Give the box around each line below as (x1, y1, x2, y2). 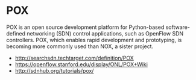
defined (6, 29, 26, 37)
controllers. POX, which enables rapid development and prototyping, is (6, 36, 182, 43)
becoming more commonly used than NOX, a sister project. (6, 43, 154, 50)
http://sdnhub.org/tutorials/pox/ (14, 67, 94, 74)
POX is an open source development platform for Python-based (6, 23, 165, 31)
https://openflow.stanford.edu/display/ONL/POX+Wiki (14, 61, 148, 68)
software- (165, 23, 190, 31)
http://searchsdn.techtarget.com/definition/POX (14, 54, 134, 61)
